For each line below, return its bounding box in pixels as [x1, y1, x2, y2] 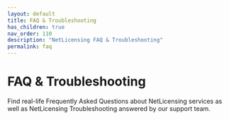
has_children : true [7, 23, 65, 30]
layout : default [7, 10, 55, 18]
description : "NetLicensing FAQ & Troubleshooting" [7, 37, 163, 44]
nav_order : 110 [7, 30, 52, 37]
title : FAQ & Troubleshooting [7, 17, 97, 24]
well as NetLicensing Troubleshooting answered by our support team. [7, 104, 211, 113]
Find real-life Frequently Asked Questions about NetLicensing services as [7, 97, 223, 105]
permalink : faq [7, 43, 52, 50]
